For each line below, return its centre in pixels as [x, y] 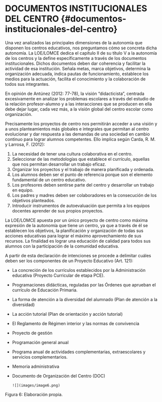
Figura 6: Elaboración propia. [34, 394]
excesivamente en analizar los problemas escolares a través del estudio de [80, 98]
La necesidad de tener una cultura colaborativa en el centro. [72, 153]
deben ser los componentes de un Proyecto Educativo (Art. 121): [69, 261]
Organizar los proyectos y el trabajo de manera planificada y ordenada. [83, 169]
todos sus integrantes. [27, 84]
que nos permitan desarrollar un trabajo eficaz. [59, 164]
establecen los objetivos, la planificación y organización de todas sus [74, 230]
